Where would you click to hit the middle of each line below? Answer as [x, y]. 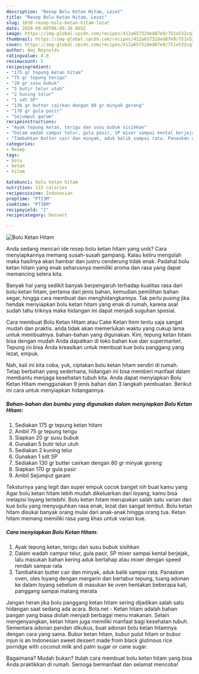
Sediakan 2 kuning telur [44, 451]
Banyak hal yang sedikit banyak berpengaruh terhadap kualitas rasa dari [94, 286]
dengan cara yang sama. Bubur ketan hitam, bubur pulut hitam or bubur [94, 634]
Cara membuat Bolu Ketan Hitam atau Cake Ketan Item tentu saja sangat [94, 322]
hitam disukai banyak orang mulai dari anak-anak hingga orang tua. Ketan [96, 512]
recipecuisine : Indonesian [39, 193]
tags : [13, 155]
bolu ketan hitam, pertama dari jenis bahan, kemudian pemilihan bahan [92, 292]
